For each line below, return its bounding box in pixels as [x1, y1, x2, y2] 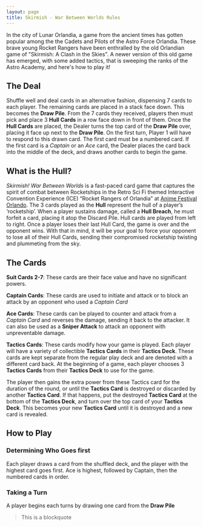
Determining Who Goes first [6, 446, 91, 455]
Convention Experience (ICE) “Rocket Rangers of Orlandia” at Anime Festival [6, 195, 198, 202]
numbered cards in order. [6, 473, 70, 480]
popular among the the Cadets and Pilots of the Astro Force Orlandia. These [6, 38, 196, 45]
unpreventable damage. [6, 329, 65, 336]
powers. [6, 280, 27, 287]
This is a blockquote [21, 513, 72, 521]
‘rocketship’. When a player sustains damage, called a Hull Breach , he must [6, 208, 195, 215]
